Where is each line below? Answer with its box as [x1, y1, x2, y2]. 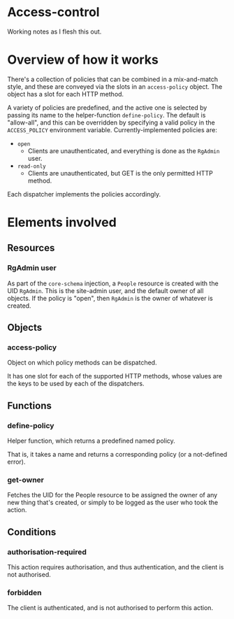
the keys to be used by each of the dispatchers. [7, 379, 145, 388]
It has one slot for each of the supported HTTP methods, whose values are [7, 372, 222, 380]
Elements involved [7, 215, 117, 231]
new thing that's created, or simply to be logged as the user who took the [7, 498, 219, 507]
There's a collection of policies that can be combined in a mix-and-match [7, 75, 219, 83]
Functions [7, 399, 52, 411]
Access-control [7, 4, 100, 20]
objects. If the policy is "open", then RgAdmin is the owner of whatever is [7, 294, 213, 302]
